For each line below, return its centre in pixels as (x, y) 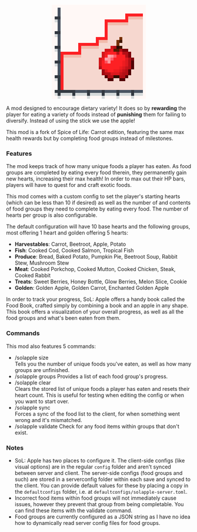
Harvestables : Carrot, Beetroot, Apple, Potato (70, 244)
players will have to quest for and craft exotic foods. (69, 185)
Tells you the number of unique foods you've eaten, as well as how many (103, 364)
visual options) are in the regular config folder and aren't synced (93, 467)
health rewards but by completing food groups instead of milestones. (90, 138)
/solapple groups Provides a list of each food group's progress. (91, 376)
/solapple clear (33, 382)
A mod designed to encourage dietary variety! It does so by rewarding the (96, 108)
